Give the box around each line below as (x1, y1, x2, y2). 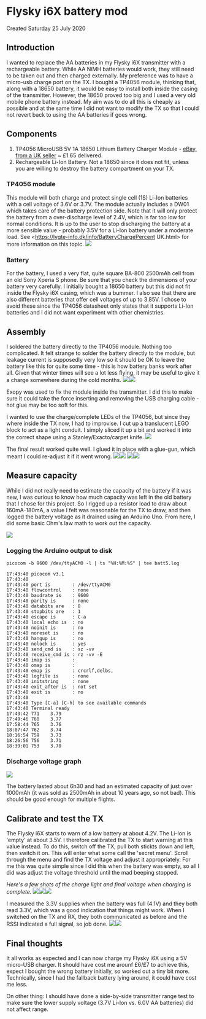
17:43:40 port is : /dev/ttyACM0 (6, 582, 112, 588)
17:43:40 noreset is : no (6, 630, 84, 636)
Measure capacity (6, 470, 78, 481)
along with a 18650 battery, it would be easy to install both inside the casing (6, 85, 198, 92)
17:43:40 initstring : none (6, 679, 89, 685)
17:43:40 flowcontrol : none (6, 587, 89, 593)
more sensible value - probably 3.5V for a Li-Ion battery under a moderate (6, 226, 194, 234)
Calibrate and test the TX (6, 813, 104, 824)
